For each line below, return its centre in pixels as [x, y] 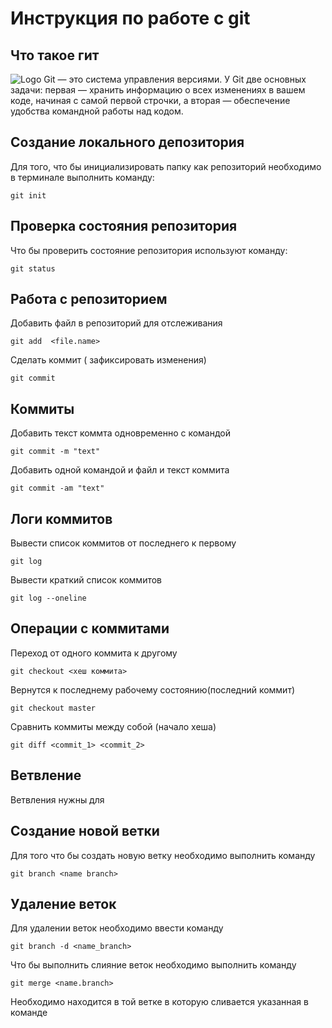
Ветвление [46, 775]
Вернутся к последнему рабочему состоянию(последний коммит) [153, 689]
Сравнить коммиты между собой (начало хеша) [113, 726]
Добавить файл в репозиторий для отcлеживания [116, 323]
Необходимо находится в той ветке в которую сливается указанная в [159, 1002]
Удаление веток [63, 903]
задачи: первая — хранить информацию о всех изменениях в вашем [158, 90]
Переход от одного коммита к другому [94, 653]
